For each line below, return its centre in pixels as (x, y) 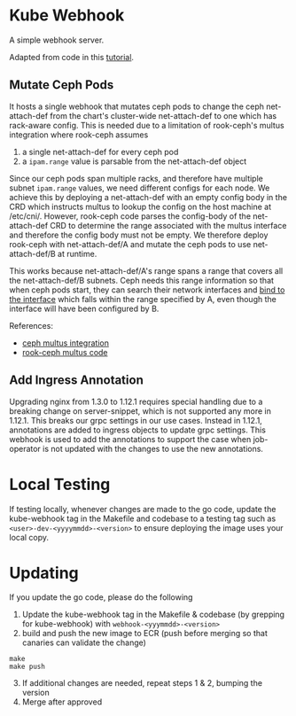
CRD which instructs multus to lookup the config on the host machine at (140, 206)
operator (25, 448)
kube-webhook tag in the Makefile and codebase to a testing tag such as (143, 518)
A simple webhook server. (57, 40)
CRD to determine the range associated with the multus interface (168, 225)
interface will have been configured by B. (84, 308)
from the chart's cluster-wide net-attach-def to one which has (164, 115)
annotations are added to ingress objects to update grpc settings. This (137, 430)
